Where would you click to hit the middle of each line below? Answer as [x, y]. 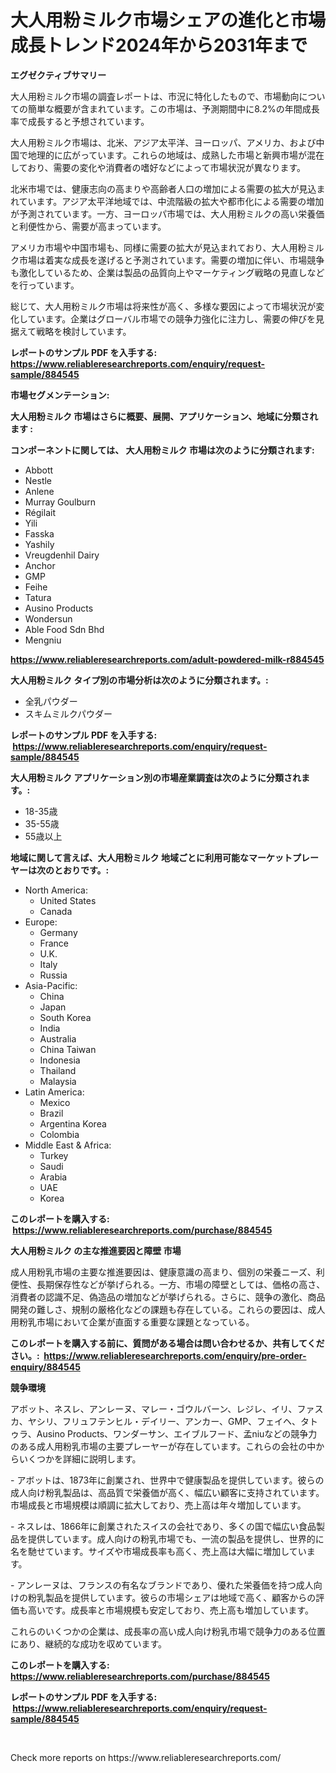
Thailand [58, 1070]
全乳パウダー [51, 701]
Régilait [40, 512]
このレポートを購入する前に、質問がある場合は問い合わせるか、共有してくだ [167, 1343]
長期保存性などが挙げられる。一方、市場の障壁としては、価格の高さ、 [181, 1284]
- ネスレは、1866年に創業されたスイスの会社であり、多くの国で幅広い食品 [163, 1526]
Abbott [39, 470]
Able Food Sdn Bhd [64, 629]
